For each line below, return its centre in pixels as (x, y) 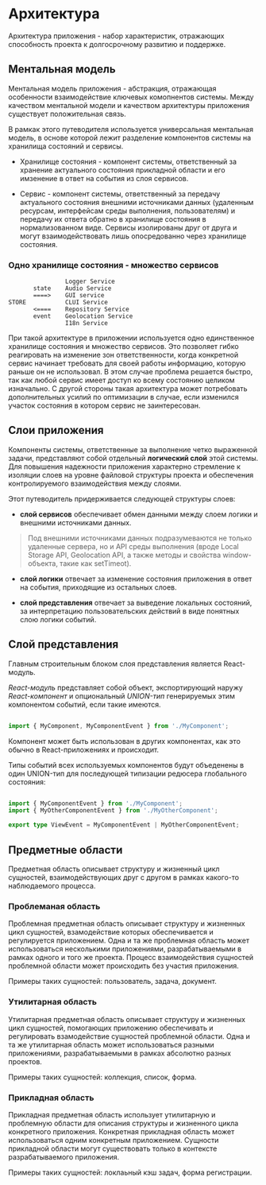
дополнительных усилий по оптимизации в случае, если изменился (124, 397)
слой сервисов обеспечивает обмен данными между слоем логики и (139, 514)
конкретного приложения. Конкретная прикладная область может (121, 1131)
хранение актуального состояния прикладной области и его (122, 170)
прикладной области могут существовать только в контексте (113, 1148)
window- (237, 555)
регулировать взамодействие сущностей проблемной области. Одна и (129, 1036)
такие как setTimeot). (95, 563)
